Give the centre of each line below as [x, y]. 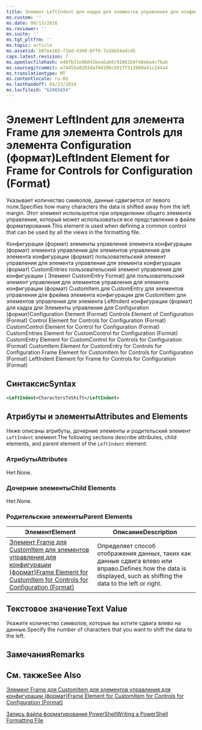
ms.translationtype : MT [36, 73]
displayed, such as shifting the [140, 576]
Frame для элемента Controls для [94, 132]
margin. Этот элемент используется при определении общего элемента [99, 213]
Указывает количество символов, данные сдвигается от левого [88, 200]
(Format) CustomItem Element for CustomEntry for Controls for [84, 345]
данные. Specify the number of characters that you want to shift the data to [99, 630]
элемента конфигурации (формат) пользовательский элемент [86, 257]
